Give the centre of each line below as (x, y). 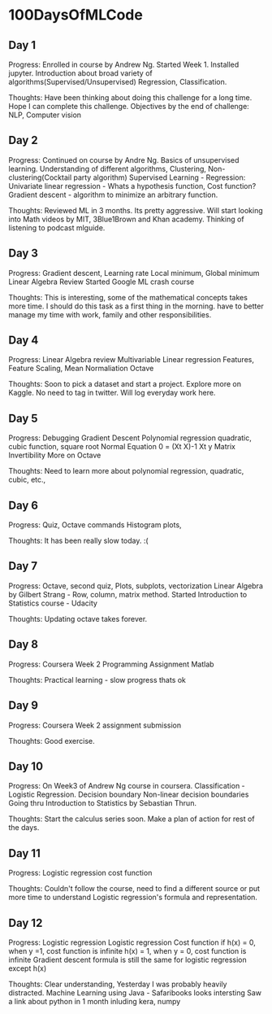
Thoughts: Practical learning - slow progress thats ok (97, 680)
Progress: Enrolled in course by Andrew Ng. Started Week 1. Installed (124, 64)
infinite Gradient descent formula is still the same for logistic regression (128, 959)
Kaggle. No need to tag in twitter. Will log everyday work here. (112, 393)
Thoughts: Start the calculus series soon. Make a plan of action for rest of (132, 819)
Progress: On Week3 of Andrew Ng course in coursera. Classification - (127, 786)
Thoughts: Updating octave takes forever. (78, 618)
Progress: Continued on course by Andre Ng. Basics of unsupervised (124, 160)
